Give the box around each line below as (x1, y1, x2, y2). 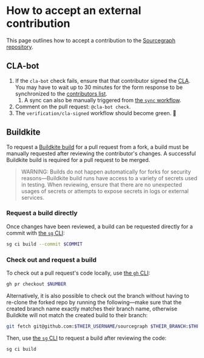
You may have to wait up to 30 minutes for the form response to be (15, 83, 183, 91)
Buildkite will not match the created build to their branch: (6, 311, 148, 318)
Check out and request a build (6, 255, 97, 264)
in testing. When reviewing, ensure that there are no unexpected (21, 181, 182, 188)
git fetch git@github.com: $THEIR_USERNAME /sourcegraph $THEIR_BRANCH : (6, 323, 189, 329)
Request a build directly (6, 209, 78, 217)
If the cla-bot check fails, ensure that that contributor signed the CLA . (15, 77, 191, 84)
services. (21, 194, 44, 201)
